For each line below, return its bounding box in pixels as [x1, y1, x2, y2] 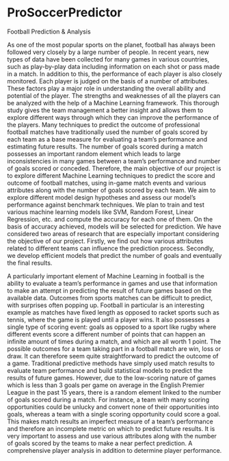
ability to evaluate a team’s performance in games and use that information [7, 279, 217, 287]
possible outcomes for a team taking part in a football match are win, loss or [7, 344, 221, 353]
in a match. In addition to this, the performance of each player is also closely [7, 70, 222, 78]
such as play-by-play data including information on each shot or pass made [7, 62, 220, 70]
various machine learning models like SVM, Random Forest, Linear [7, 207, 194, 216]
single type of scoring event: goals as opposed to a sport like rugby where [7, 323, 217, 331]
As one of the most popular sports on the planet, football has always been [7, 40, 215, 49]
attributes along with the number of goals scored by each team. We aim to [7, 186, 216, 194]
